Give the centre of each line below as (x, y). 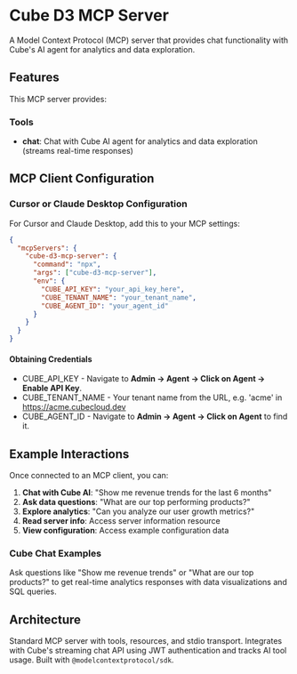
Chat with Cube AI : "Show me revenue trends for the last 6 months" (147, 493)
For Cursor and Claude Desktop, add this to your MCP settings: (124, 223)
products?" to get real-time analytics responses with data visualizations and (148, 582)
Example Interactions (69, 454)
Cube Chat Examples (56, 554)
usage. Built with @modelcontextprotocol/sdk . (92, 660)
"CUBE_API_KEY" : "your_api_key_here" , (113, 289)
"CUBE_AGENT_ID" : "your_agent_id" (105, 306)
